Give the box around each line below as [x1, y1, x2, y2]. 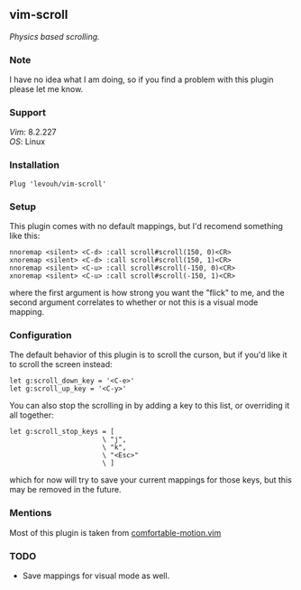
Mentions [9, 507, 52, 520]
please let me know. [9, 84, 84, 95]
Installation [9, 159, 60, 171]
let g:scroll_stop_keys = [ [9, 428, 115, 437]
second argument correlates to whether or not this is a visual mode [9, 297, 259, 308]
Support [9, 106, 47, 119]
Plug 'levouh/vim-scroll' [9, 180, 106, 189]
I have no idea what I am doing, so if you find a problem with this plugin [9, 74, 274, 85]
